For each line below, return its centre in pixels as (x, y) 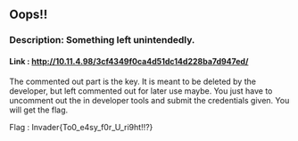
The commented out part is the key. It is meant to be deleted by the (133, 81)
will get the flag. (39, 110)
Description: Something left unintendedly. (102, 40)
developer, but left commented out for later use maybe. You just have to (141, 91)
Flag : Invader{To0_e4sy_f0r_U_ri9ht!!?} (81, 127)
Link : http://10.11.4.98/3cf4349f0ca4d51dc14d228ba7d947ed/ (129, 61)
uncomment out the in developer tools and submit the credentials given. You (149, 100)
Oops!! (29, 15)
